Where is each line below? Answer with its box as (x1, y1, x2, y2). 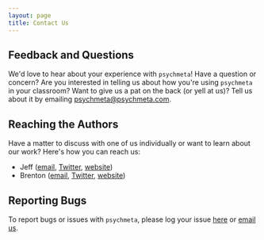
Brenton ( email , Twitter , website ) (19, 171, 126, 181)
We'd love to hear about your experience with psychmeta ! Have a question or (8, 69, 257, 79)
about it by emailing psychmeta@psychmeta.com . (8, 94, 172, 104)
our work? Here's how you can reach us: (8, 147, 141, 157)
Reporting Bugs (8, 193, 87, 207)
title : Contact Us (8, 19, 69, 27)
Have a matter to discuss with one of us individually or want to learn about (8, 139, 251, 148)
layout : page (8, 11, 52, 20)
